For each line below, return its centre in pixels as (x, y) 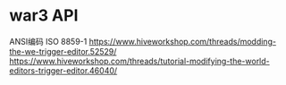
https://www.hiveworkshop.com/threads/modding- (183, 41)
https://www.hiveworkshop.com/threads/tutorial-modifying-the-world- (139, 61)
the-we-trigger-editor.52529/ (63, 51)
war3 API (44, 16)
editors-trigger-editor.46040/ (63, 70)
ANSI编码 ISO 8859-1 (48, 41)
